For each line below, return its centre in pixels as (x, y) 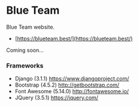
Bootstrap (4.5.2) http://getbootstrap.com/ (67, 85)
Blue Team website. (31, 27)
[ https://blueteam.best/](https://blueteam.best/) (74, 38)
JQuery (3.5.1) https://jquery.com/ (57, 98)
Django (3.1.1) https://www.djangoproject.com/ (72, 79)
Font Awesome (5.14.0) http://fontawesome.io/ (72, 91)
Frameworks (25, 65)
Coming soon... (25, 50)
